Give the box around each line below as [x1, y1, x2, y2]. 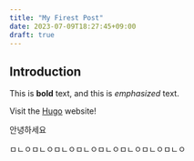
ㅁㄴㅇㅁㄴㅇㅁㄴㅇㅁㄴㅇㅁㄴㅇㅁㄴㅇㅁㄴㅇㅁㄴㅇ [9, 144, 187, 155]
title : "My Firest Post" [9, 13, 104, 23]
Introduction [9, 64, 82, 79]
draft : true [9, 30, 55, 39]
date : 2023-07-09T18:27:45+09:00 [9, 22, 137, 31]
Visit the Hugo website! [9, 106, 97, 116]
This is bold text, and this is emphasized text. [9, 88, 179, 99]
